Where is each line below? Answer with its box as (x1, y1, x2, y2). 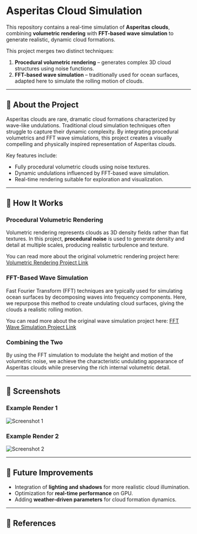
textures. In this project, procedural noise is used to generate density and (6, 235, 185, 242)
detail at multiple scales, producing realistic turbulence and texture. (6, 242, 169, 249)
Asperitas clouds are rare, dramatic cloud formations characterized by (6, 116, 176, 123)
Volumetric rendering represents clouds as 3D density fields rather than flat (6, 229, 189, 236)
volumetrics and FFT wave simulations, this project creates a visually (6, 134, 172, 141)
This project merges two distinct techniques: (6, 47, 114, 54)
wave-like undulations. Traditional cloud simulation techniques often (6, 121, 171, 129)
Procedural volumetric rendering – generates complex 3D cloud (14, 59, 171, 66)
